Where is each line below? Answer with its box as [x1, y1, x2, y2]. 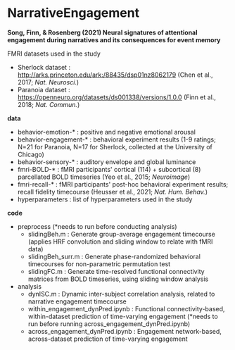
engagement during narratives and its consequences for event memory [7, 35, 221, 44]
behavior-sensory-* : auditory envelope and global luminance [17, 157, 196, 166]
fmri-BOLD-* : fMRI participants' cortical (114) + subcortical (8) [17, 165, 201, 173]
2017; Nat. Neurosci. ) [17, 77, 80, 86]
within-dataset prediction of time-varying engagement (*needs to [27, 312, 218, 320]
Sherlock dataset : [17, 63, 71, 71]
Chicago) [17, 150, 44, 158]
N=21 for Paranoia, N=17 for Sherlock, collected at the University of [17, 142, 212, 151]
